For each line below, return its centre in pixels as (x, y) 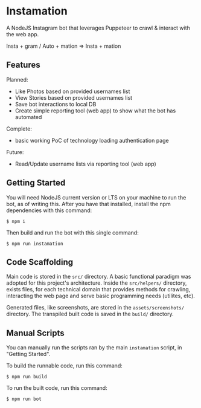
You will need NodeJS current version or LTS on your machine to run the (96, 197)
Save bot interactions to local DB (56, 104)
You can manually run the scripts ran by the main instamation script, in (94, 348)
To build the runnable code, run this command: (64, 366)
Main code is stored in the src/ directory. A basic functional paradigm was (99, 277)
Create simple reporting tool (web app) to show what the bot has (95, 111)
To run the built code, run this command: (57, 388)
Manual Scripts (35, 333)
